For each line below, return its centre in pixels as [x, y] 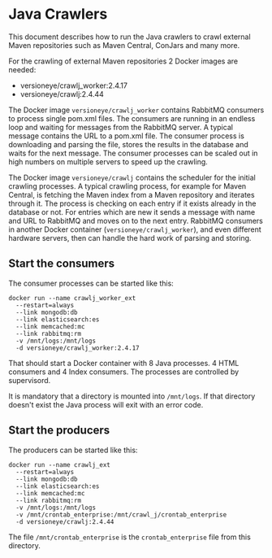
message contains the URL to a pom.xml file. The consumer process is [127, 136]
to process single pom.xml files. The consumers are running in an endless [132, 118]
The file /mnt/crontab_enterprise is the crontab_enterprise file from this [130, 537]
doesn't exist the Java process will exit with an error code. [106, 404]
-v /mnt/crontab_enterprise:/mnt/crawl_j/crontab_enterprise [121, 514]
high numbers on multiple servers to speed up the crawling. [108, 161]
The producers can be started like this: [73, 450]
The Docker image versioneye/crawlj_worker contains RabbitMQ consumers [136, 110]
